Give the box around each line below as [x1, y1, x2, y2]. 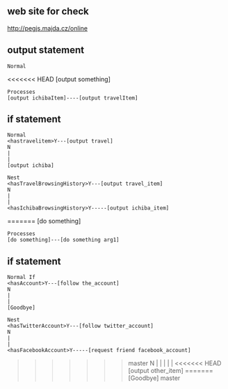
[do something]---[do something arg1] [7, 237, 120, 244]
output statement [7, 45, 85, 56]
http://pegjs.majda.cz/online [7, 24, 88, 32]
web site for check [7, 6, 89, 17]
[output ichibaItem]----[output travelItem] [7, 94, 138, 102]
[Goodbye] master [128, 374, 181, 382]
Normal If [7, 274, 36, 281]
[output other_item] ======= [128, 367, 213, 375]
